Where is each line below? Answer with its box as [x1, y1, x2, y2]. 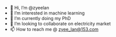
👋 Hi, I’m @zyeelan [10, 5, 49, 10]
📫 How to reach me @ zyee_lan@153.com [10, 26, 99, 32]
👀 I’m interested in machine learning [10, 10, 85, 16]
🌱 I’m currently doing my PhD [10, 15, 71, 21]
